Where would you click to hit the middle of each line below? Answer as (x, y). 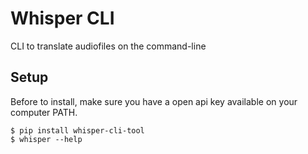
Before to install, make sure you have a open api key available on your (154, 101)
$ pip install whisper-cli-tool (77, 130)
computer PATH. (44, 112)
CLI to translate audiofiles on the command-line (108, 46)
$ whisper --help (46, 139)
